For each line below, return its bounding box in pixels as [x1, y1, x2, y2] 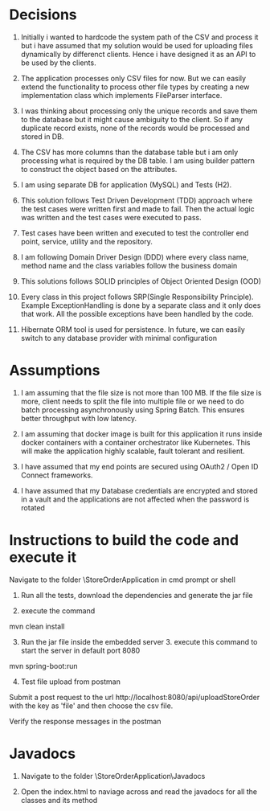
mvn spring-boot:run [9, 661, 78, 670]
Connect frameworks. [20, 470, 93, 480]
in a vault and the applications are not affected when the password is [20, 494, 250, 504]
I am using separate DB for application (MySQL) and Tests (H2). [20, 179, 232, 190]
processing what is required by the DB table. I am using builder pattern [20, 155, 256, 166]
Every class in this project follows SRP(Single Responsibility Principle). [20, 292, 254, 301]
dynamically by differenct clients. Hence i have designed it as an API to [20, 49, 256, 59]
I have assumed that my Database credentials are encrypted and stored [20, 485, 258, 495]
